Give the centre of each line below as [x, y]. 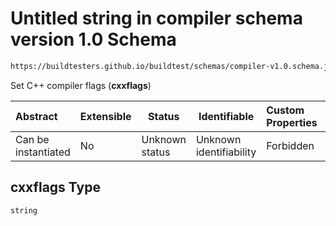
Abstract [36, 116]
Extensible [105, 116]
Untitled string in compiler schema [156, 18]
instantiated [43, 152]
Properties [292, 122]
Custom [285, 110]
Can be [32, 139]
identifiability [226, 152]
